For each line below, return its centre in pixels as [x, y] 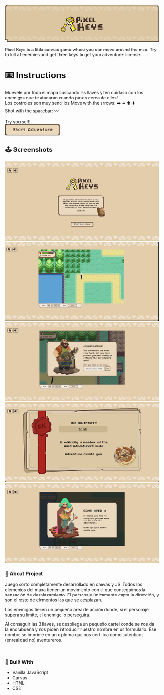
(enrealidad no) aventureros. [34, 640]
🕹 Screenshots [29, 150]
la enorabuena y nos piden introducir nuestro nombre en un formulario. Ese [81, 629]
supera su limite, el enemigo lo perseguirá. [48, 615]
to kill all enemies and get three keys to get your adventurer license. [73, 54]
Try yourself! [18, 121]
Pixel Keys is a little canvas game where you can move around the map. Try [81, 50]
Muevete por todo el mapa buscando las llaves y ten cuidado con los [74, 92]
